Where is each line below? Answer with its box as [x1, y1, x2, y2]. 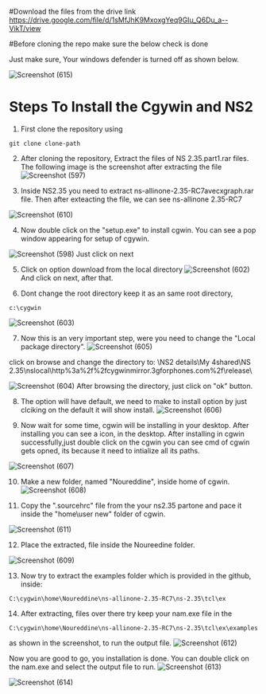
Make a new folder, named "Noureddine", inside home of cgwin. [20, 476, 230, 486]
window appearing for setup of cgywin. [20, 233, 150, 243]
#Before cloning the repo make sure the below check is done [9, 39, 209, 49]
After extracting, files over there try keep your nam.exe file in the [20, 609, 233, 618]
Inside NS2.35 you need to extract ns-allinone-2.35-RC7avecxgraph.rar [20, 186, 254, 195]
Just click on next [75, 249, 134, 258]
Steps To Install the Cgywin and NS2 [9, 98, 253, 116]
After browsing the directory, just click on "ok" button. [75, 381, 253, 390]
